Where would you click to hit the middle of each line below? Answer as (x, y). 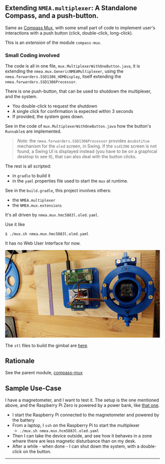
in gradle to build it (31, 176)
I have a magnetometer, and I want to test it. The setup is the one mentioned (82, 400)
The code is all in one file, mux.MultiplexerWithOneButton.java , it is (73, 66)
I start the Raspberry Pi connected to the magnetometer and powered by (86, 415)
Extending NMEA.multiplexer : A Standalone (71, 8)
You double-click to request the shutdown (55, 106)
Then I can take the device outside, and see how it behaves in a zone (82, 436)
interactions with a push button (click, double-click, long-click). (69, 33)
